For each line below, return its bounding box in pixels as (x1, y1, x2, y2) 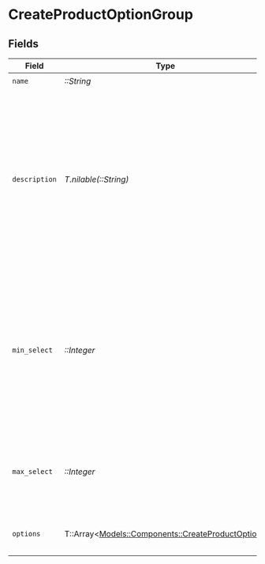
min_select (12, 346, 53, 355)
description (12, 175, 58, 183)
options (12, 529, 41, 538)
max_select (12, 468, 53, 476)
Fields (8, 37, 39, 51)
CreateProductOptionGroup (8, 6, 193, 24)
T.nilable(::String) (64, 174, 129, 185)
